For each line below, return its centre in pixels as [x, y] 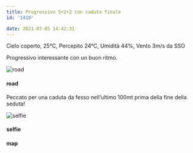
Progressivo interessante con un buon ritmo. [62, 58]
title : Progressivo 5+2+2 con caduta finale [64, 12]
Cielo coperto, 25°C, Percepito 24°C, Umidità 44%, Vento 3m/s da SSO [96, 46]
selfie [14, 129]
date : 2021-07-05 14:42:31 [40, 29]
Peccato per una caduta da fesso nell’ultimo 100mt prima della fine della [96, 97]
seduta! [16, 104]
